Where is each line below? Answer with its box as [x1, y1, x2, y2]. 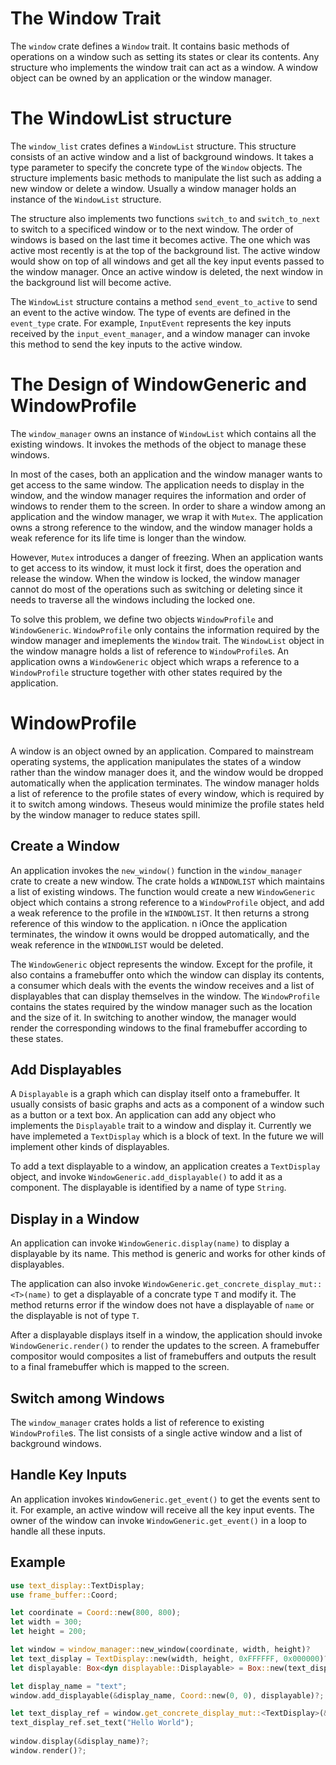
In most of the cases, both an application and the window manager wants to [10, 468, 323, 480]
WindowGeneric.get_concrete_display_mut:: [142, 1280, 323, 1290]
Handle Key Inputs [10, 1467, 127, 1484]
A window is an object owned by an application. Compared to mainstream [10, 745, 314, 757]
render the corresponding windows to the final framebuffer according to [10, 1022, 308, 1034]
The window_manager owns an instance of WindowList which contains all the [10, 427, 317, 439]
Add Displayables [10, 1061, 122, 1078]
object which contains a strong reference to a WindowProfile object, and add [10, 896, 325, 908]
